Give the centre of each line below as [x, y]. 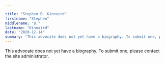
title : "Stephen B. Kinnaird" [36, 14]
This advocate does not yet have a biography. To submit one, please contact [82, 51]
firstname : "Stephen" [27, 18]
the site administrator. [27, 56]
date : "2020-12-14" [25, 32]
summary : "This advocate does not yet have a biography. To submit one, [81, 37]
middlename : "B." [23, 23]
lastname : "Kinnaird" [27, 28]
